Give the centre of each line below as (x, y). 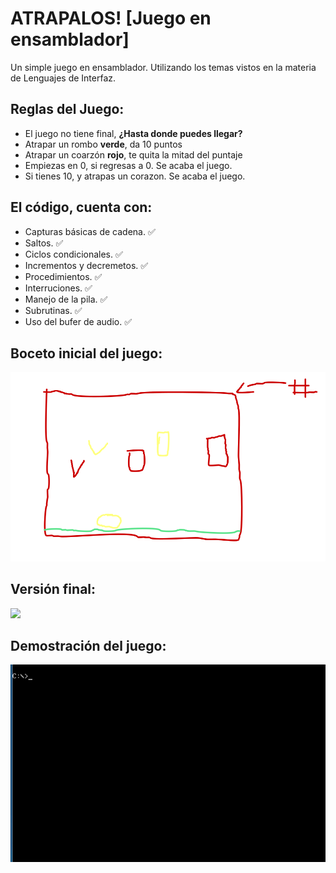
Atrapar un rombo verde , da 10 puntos (103, 144)
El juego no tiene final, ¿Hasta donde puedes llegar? (133, 133)
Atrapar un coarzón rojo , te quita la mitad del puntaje (133, 154)
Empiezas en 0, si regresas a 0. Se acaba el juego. (128, 165)
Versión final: (53, 589)
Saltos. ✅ (44, 243)
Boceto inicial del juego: (86, 353)
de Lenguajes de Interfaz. (63, 78)
